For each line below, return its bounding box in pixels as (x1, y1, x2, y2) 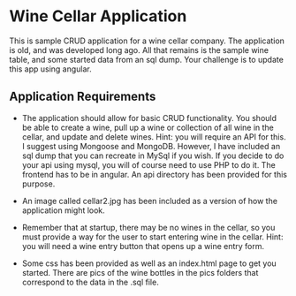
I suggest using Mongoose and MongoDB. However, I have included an (21, 140, 281, 151)
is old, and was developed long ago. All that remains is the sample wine (9, 44, 269, 55)
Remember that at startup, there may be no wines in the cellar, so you (21, 222, 276, 232)
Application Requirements (9, 89, 156, 104)
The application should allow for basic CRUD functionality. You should (21, 112, 277, 123)
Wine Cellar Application (9, 6, 187, 27)
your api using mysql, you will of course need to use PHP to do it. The (21, 159, 276, 170)
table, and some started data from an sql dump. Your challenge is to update (9, 54, 285, 65)
